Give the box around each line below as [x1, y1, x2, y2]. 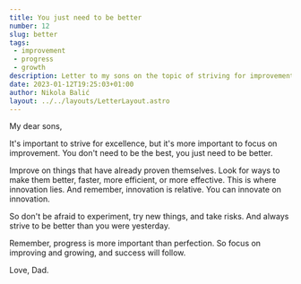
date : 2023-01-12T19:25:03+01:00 [9, 80, 134, 89]
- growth [13, 64, 47, 73]
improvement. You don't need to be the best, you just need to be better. [9, 148, 273, 159]
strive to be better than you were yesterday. [9, 220, 170, 231]
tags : [9, 38, 30, 47]
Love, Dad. [9, 265, 49, 276]
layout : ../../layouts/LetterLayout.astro [9, 96, 170, 106]
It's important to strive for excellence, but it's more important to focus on [9, 138, 278, 149]
